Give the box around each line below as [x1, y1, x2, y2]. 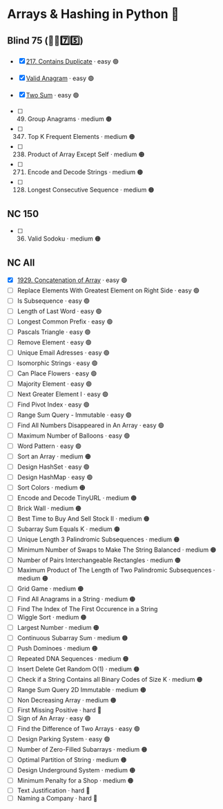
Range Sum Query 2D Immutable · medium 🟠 [17, 685, 146, 694]
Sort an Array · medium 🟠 [17, 452, 91, 461]
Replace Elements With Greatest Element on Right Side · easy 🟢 [17, 286, 200, 295]
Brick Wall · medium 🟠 [17, 504, 81, 512]
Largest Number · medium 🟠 [17, 623, 100, 631]
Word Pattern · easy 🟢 [17, 442, 81, 450]
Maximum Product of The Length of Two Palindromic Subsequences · [17, 566, 215, 574]
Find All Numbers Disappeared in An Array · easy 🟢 [17, 421, 164, 429]
